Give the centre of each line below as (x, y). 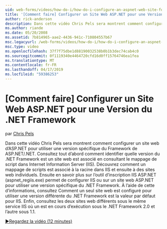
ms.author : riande (24, 28)
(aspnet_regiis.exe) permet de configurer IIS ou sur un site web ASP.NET (80, 180)
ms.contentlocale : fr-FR (31, 65)
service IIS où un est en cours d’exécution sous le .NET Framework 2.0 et (80, 206)
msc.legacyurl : (21, 42)
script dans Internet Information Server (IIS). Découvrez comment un (75, 164)
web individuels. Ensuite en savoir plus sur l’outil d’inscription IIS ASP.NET (81, 174)
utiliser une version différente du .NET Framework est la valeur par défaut (80, 196)
